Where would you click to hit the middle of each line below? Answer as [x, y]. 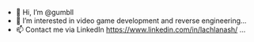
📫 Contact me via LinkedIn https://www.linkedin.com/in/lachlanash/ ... [131, 29]
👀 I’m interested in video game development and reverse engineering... [131, 21]
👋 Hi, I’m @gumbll [45, 12]
